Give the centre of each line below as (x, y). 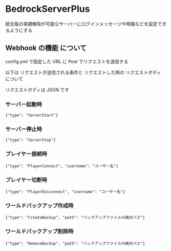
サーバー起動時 (24, 104)
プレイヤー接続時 (26, 154)
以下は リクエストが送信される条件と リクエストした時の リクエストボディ (83, 72)
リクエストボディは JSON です (37, 89)
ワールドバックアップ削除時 (39, 231)
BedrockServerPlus (48, 9)
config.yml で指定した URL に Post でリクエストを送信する (67, 61)
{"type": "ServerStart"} (32, 115)
